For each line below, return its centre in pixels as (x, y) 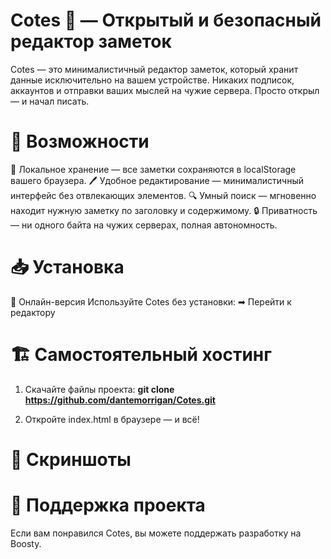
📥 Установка (67, 267)
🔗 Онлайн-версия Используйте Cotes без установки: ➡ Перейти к (151, 301)
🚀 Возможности (80, 141)
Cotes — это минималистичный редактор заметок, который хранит (154, 69)
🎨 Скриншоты (71, 459)
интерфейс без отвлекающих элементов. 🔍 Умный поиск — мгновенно (163, 195)
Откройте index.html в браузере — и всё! (112, 419)
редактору (33, 312)
